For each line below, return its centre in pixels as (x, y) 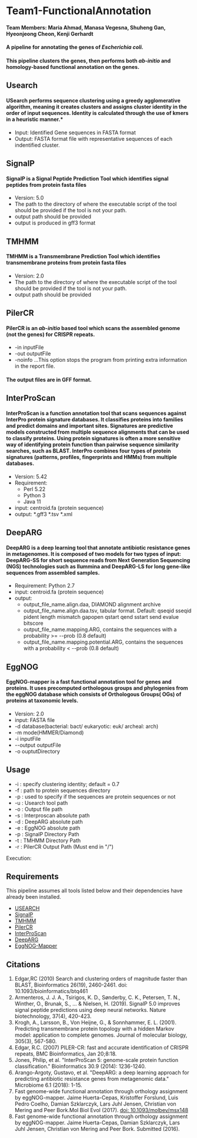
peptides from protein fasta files (46, 184)
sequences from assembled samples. (53, 572)
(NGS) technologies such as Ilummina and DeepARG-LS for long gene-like (98, 566)
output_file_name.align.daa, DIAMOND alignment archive (92, 605)
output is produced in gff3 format (55, 223)
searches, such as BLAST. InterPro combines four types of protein (89, 451)
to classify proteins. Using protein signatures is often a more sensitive (94, 438)
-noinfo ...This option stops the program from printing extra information (101, 360)
